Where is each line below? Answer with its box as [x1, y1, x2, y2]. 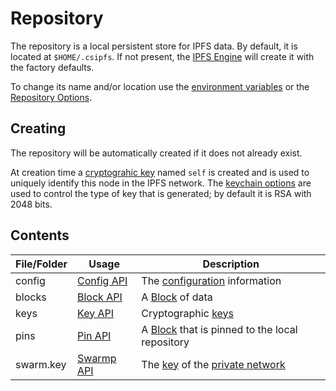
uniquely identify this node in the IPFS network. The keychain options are [10, 177, 312, 189]
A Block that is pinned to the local [141, 322, 298, 336]
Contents [10, 227, 70, 244]
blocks [15, 290, 47, 304]
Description [202, 257, 260, 271]
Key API [77, 306, 114, 320]
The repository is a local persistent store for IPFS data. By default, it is [10, 40, 298, 52]
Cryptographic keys [141, 306, 234, 320]
